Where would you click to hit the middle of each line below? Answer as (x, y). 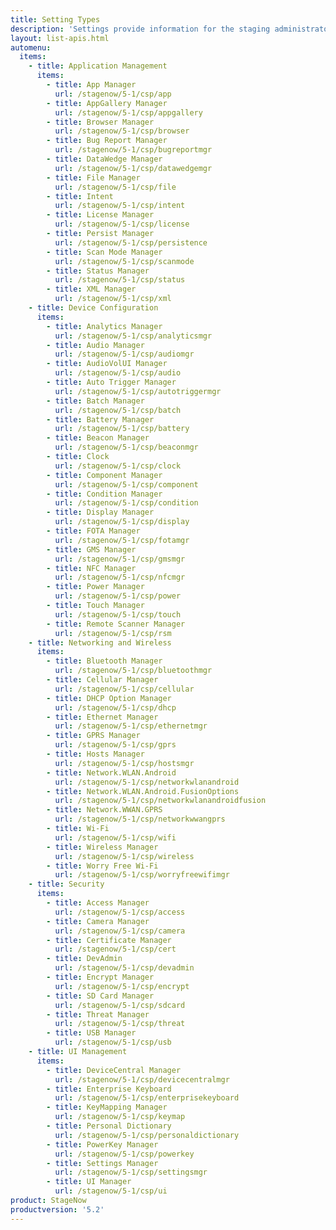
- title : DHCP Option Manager (109, 698)
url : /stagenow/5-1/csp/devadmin (124, 968)
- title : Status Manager (98, 271)
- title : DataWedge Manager (104, 159)
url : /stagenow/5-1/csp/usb (113, 1042)
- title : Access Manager (98, 903)
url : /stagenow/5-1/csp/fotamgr (122, 540)
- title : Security (66, 884)
